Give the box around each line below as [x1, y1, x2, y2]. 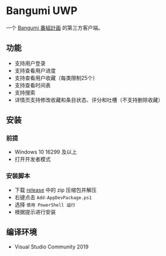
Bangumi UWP [6, 4, 78, 18]
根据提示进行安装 [14, 208, 56, 215]
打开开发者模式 [14, 156, 51, 163]
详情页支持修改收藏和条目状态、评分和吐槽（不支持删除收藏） [14, 96, 164, 103]
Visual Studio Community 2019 [14, 243, 89, 250]
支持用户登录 [14, 60, 46, 67]
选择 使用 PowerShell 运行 [14, 201, 76, 208]
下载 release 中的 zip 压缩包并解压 [14, 186, 97, 193]
